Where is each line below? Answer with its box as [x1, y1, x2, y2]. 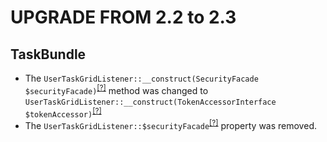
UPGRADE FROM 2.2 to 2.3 [10, 6, 237, 29]
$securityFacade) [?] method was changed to [24, 83, 209, 96]
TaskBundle [10, 46, 87, 63]
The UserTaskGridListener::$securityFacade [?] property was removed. [24, 118, 317, 131]
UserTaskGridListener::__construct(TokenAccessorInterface [24, 97, 277, 107]
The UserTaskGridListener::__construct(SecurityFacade [24, 72, 259, 84]
